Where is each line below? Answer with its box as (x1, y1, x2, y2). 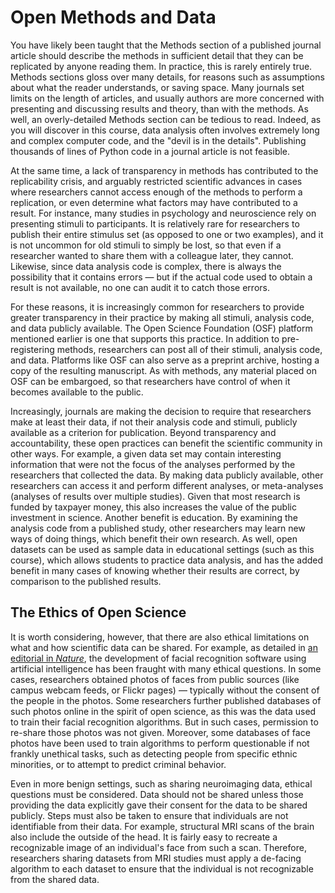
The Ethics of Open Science (10, 604, 187, 621)
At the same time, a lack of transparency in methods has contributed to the (10, 164, 319, 176)
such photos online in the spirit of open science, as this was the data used (10, 705, 317, 717)
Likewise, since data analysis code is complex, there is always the (10, 260, 282, 272)
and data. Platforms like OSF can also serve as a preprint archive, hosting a (10, 354, 320, 366)
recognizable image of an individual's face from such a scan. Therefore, (10, 841, 307, 853)
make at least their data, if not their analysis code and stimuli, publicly (10, 416, 298, 428)
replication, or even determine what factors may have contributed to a (10, 196, 298, 208)
